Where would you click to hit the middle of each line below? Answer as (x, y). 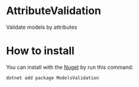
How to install (41, 51)
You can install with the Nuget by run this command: (70, 67)
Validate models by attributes (42, 27)
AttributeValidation (54, 11)
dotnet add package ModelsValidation (53, 78)
